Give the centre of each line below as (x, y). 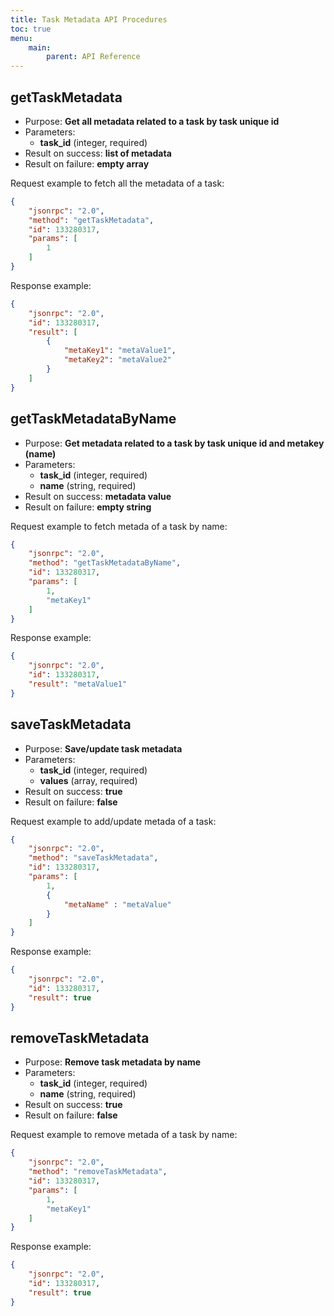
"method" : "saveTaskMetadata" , (93, 858)
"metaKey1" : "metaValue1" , (120, 351)
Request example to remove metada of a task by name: (124, 1135)
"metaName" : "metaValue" (117, 904)
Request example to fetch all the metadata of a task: (117, 183)
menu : (21, 38)
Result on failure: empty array (87, 163)
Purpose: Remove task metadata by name (113, 1062)
